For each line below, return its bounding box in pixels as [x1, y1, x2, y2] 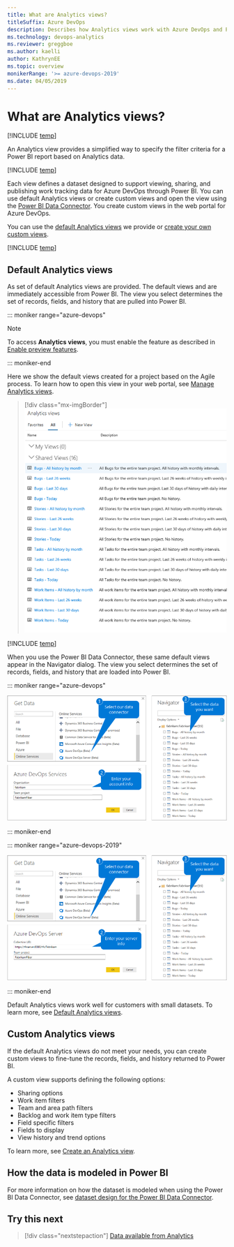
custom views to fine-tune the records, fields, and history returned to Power [7, 1054, 226, 1063]
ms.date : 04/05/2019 [7, 78, 68, 84]
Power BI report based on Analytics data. [7, 152, 125, 161]
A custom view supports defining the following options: [7, 1075, 166, 1084]
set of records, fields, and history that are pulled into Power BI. [7, 297, 187, 306]
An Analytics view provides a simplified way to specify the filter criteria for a [7, 145, 226, 154]
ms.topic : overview [7, 63, 64, 70]
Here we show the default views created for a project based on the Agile [7, 372, 216, 381]
